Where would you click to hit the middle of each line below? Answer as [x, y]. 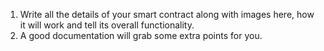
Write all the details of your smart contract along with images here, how [167, 14]
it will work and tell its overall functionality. [107, 25]
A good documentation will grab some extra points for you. [141, 35]
